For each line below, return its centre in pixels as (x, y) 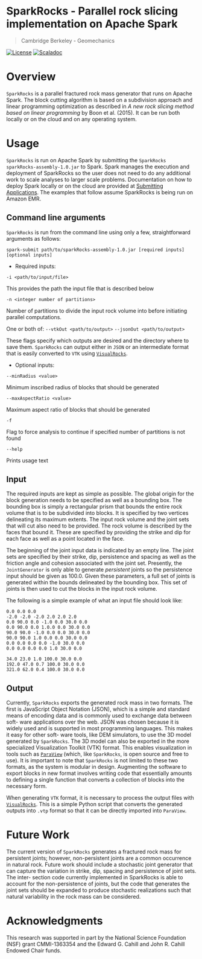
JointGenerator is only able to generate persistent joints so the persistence (99, 570)
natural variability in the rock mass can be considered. (74, 897)
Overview (31, 77)
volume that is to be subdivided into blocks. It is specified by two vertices (97, 513)
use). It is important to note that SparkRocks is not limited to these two (92, 760)
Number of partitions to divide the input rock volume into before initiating (97, 311)
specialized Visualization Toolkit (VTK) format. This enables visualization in (99, 748)
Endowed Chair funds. (34, 951)
